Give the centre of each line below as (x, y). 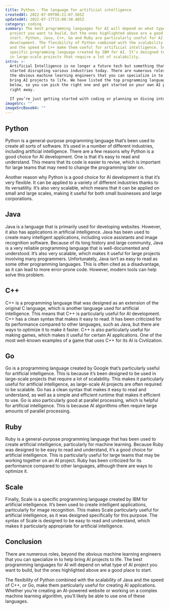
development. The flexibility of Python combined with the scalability (87, 43)
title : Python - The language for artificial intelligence (68, 10)
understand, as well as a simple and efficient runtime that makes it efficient (83, 395)
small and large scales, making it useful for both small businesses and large (83, 193)
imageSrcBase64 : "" (26, 108)
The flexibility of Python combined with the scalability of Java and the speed (84, 580)
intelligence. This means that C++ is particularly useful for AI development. (83, 314)
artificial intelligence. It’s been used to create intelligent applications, (76, 504)
